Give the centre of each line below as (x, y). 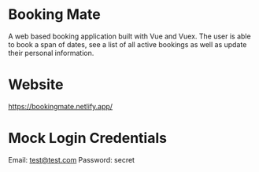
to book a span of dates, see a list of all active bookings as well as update (128, 44)
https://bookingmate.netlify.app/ (60, 106)
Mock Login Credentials (88, 138)
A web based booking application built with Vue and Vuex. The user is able (129, 36)
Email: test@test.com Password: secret (72, 159)
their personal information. (51, 53)
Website (36, 85)
